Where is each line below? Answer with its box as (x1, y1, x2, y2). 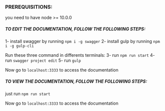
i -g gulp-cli (5, 43, 34, 49)
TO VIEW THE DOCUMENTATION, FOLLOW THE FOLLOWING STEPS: (5, 78, 148, 84)
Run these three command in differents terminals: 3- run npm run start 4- (5, 52, 155, 58)
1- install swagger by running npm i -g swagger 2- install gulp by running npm (5, 38, 160, 44)
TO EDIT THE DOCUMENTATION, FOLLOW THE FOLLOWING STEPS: (5, 26, 146, 32)
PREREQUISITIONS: (5, 3, 53, 10)
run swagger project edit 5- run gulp (5, 58, 81, 64)
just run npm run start (5, 91, 51, 97)
